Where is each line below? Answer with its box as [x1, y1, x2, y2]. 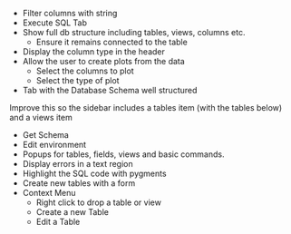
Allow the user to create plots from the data [22, 56, 186, 66]
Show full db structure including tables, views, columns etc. [22, 27, 246, 37]
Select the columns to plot [35, 65, 134, 76]
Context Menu [22, 188, 76, 198]
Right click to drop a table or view [35, 197, 161, 208]
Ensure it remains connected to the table [35, 36, 188, 47]
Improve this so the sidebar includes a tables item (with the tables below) [9, 102, 283, 112]
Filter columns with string [22, 8, 118, 18]
